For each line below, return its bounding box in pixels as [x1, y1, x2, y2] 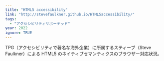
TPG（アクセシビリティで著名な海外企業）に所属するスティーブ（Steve [5, 45, 152, 50]
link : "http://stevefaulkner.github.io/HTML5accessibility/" [5, 12, 135, 17]
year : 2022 [5, 26, 28, 31]
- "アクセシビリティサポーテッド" [9, 21, 71, 26]
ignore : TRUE [5, 30, 32, 35]
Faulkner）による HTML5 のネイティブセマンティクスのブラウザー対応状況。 [5, 51, 162, 57]
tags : [5, 16, 16, 21]
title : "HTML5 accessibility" [5, 7, 68, 12]
